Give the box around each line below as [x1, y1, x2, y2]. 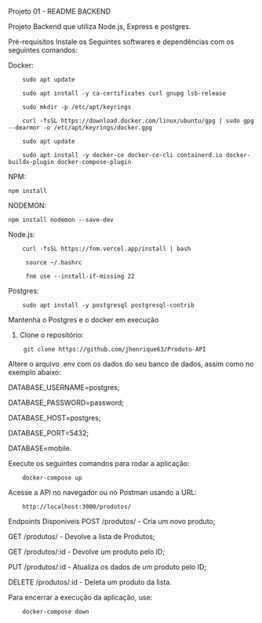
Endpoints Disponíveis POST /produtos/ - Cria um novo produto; [8, 517, 216, 526]
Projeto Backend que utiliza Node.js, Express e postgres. [8, 22, 191, 31]
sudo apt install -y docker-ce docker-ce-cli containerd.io [22, 151, 223, 159]
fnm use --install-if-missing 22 [25, 272, 135, 280]
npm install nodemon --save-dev [8, 216, 114, 224]
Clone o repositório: [19, 330, 84, 340]
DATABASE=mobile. [8, 443, 72, 453]
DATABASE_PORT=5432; [8, 428, 89, 438]
